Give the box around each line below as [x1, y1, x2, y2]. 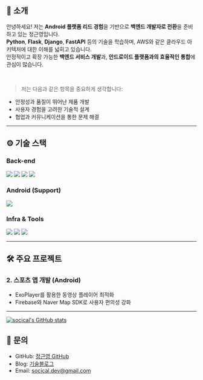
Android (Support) [6, 186, 62, 195]
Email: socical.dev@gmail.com [14, 367, 91, 374]
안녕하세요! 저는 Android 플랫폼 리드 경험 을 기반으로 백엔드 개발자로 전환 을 [6, 23, 182, 30]
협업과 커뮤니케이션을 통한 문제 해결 [14, 113, 100, 120]
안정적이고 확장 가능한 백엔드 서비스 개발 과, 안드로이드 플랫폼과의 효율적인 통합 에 [6, 53, 196, 60]
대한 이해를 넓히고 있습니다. [27, 45, 92, 53]
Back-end [6, 156, 36, 165]
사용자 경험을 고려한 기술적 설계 [14, 105, 89, 113]
